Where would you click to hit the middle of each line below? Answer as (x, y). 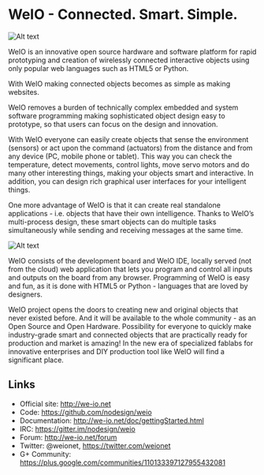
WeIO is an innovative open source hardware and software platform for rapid (132, 51)
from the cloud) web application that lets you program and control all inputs (130, 269)
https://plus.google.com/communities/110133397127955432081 (123, 462)
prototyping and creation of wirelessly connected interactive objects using (129, 60)
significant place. (36, 360)
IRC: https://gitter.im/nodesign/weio (77, 428)
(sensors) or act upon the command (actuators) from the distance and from (131, 148)
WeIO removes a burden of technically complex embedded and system (123, 107)
